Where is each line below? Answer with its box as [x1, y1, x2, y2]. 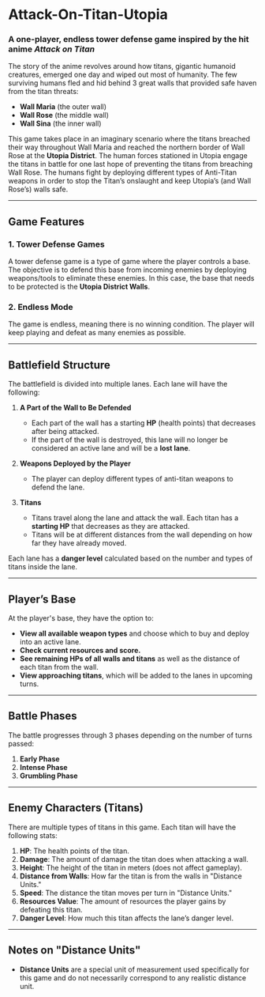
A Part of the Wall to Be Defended [19, 403, 132, 413]
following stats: [8, 830, 58, 840]
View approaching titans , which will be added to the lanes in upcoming [19, 670, 253, 681]
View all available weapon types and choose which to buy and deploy [19, 629, 250, 638]
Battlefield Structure [8, 358, 110, 372]
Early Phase [19, 753, 61, 764]
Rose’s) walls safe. [8, 184, 69, 194]
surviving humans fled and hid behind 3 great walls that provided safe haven [8, 78, 257, 88]
